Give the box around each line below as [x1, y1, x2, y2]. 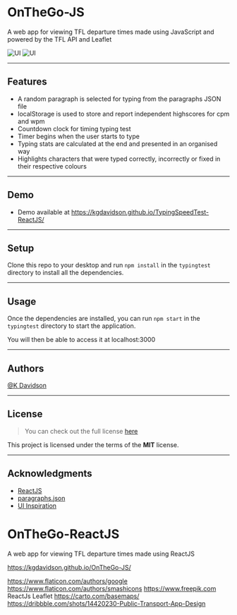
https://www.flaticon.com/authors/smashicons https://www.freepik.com [7, 584, 217, 592]
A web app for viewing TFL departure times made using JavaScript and [7, 28, 214, 36]
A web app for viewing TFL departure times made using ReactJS [7, 549, 195, 558]
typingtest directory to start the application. [7, 322, 136, 330]
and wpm [17, 117, 45, 126]
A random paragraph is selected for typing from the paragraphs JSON [17, 95, 221, 103]
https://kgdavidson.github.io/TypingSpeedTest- [71, 207, 209, 216]
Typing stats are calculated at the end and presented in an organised [17, 139, 218, 148]
